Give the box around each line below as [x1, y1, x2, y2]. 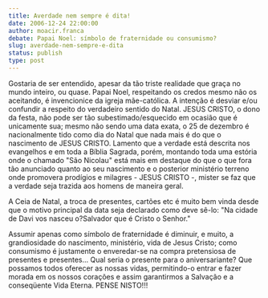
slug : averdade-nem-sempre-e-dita [8, 42, 124, 50]
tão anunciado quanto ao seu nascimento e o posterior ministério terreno [8, 164, 250, 173]
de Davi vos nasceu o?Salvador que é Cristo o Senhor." [8, 214, 191, 223]
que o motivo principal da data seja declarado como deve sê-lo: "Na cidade [8, 205, 258, 214]
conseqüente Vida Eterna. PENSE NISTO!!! [8, 280, 148, 290]
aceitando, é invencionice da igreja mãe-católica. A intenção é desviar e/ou [8, 96, 258, 105]
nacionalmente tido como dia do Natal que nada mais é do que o [8, 129, 222, 139]
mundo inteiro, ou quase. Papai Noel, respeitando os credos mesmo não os [8, 87, 258, 96]
